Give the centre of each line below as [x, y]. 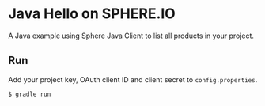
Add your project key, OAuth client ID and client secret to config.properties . [133, 79]
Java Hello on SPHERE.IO [92, 14]
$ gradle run [30, 94]
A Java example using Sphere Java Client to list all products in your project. [131, 36]
